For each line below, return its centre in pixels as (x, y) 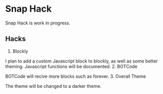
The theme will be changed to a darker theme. (53, 86)
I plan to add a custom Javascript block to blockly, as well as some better (81, 61)
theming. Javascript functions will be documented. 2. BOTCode (71, 66)
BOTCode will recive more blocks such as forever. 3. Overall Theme (76, 76)
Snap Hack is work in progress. (38, 23)
